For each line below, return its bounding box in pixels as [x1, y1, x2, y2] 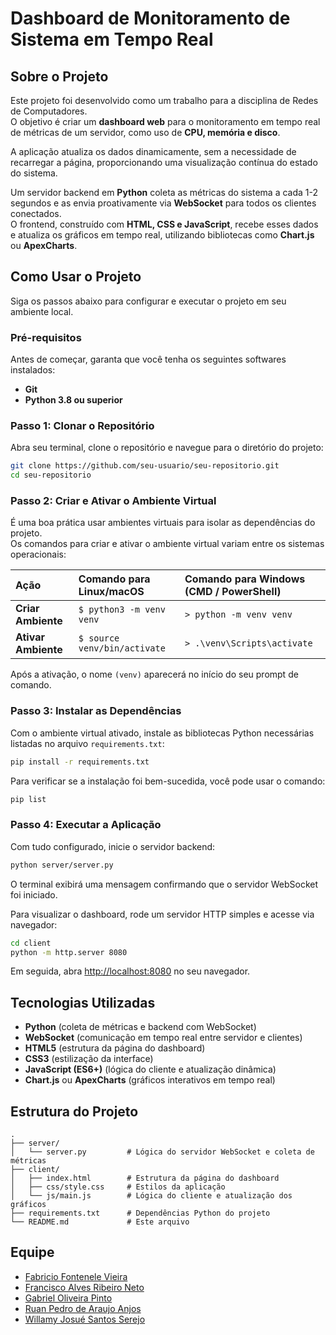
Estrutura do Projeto [10, 1103, 139, 1120]
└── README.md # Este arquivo [10, 1217, 190, 1227]
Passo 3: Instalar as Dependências [10, 704, 182, 718]
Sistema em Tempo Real [10, 28, 214, 51]
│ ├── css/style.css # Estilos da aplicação [10, 1182, 226, 1192]
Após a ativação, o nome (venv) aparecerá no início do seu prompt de [10, 668, 299, 681]
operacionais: [10, 548, 67, 561]
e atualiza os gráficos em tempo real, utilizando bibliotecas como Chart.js [10, 229, 315, 241]
